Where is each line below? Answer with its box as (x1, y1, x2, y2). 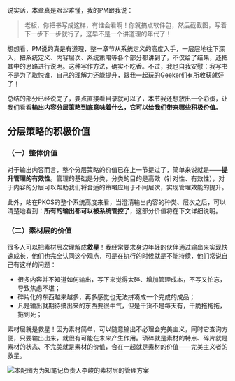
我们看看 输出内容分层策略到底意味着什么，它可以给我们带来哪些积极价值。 (7, 103, 222, 111)
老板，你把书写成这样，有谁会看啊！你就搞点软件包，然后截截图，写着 (24, 21, 227, 29)
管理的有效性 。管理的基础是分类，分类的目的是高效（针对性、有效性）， (13, 174, 219, 182)
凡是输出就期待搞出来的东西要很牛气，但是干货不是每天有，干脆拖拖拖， (17, 301, 226, 310)
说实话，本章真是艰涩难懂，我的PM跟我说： (7, 6, 134, 14)
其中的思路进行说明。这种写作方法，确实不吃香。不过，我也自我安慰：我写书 (7, 62, 228, 70)
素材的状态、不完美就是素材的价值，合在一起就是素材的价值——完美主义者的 (7, 342, 228, 351)
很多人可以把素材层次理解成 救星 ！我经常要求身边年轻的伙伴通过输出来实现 (7, 243, 222, 251)
